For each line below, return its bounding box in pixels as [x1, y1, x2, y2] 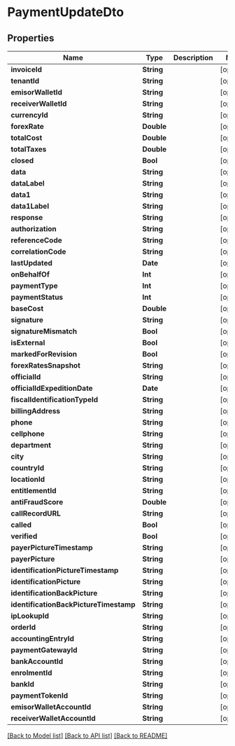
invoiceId [10, 64, 42, 74]
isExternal [10, 338, 45, 347]
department [10, 441, 51, 450]
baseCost [10, 304, 44, 313]
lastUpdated [10, 258, 52, 268]
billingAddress [10, 406, 61, 415]
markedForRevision [10, 350, 78, 359]
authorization [10, 224, 57, 233]
